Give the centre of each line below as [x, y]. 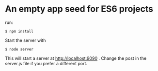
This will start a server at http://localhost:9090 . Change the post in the [76, 58]
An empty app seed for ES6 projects [79, 9]
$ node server [19, 49]
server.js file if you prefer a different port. [46, 63]
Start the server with [25, 40]
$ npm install [19, 31]
